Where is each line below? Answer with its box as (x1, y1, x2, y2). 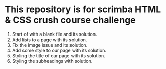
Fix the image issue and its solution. (12, 42, 88, 48)
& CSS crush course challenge (5, 14, 136, 26)
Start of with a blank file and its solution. (12, 31, 97, 37)
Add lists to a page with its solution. (12, 37, 87, 43)
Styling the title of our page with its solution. (12, 52, 105, 59)
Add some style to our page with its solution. (12, 47, 107, 53)
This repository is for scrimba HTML (5, 4, 161, 15)
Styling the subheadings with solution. (12, 58, 93, 64)
